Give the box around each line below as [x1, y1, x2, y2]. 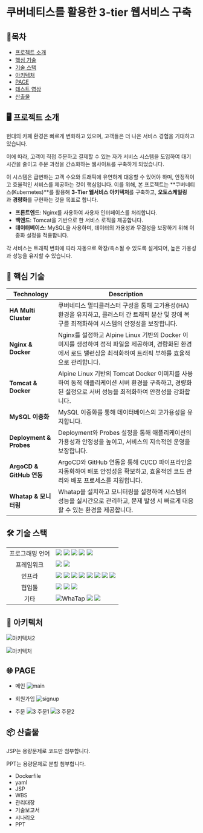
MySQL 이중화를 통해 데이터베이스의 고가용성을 [58, 408, 186, 416]
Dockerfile [14, 772, 41, 779]
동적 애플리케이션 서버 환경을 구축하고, [70, 378, 174, 387]
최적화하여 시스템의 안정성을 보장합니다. [70, 319, 178, 328]
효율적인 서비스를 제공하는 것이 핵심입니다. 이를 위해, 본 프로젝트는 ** [12, 181, 176, 188]
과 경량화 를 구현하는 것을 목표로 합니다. [6, 196, 98, 203]
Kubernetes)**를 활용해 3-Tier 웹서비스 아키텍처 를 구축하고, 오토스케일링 [13, 188, 187, 196]
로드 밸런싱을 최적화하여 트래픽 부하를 [70, 349, 172, 357]
